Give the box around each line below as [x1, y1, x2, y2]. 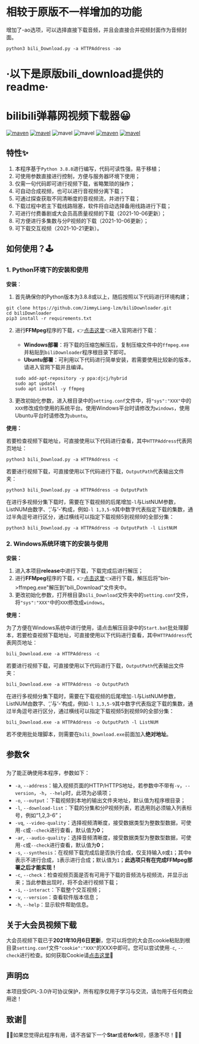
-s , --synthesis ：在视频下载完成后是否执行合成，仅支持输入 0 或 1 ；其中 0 [14, 849, 192, 856]
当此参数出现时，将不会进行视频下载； [25, 878, 120, 886]
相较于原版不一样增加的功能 [6, 5, 142, 19]
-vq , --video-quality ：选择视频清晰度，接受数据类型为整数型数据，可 [14, 819, 186, 826]
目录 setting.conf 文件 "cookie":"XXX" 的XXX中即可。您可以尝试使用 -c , [6, 945, 177, 952]
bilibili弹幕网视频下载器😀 [6, 110, 131, 123]
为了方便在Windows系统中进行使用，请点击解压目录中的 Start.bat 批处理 [6, 624, 184, 631]
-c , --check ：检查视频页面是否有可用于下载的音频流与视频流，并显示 [14, 871, 184, 878]
